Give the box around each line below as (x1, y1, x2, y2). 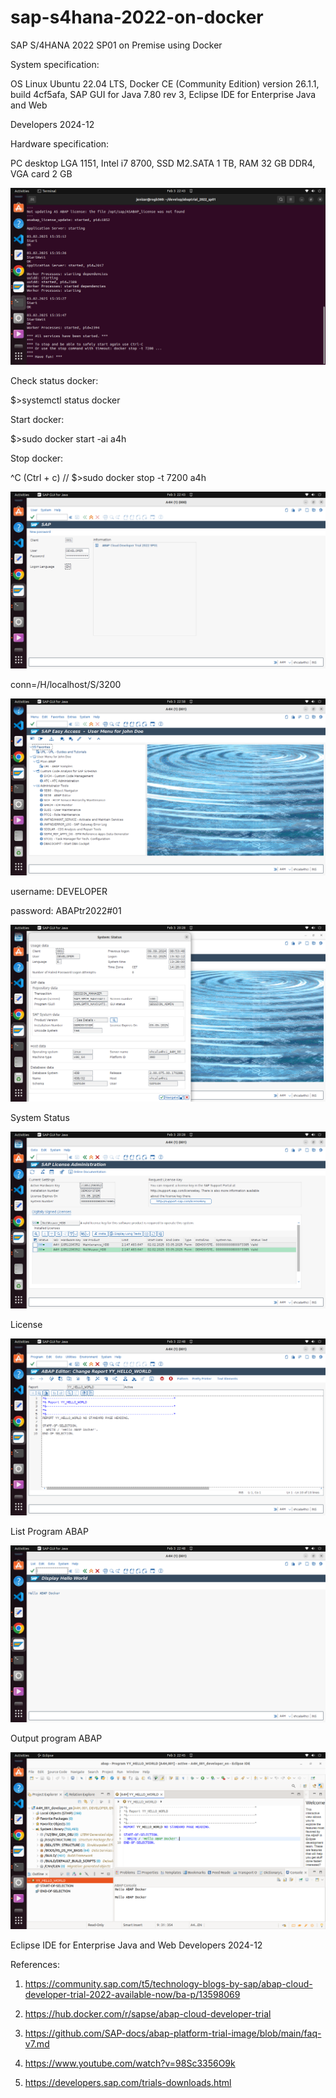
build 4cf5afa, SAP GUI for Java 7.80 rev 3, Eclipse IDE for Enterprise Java (10, 88, 317, 100)
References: (10, 1958, 60, 1970)
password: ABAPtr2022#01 (10, 904, 122, 916)
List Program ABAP (10, 1525, 89, 1537)
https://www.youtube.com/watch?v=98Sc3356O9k (24, 2057, 236, 2069)
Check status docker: (10, 374, 99, 386)
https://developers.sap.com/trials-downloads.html (24, 2076, 232, 2088)
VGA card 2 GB (10, 167, 73, 180)
